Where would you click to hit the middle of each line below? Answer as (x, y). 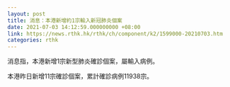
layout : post (27, 14)
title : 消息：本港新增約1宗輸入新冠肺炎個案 (65, 21)
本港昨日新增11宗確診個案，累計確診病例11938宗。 (80, 76)
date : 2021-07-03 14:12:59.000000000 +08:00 (74, 27)
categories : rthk (33, 40)
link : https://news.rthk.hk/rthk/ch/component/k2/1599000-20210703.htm (115, 34)
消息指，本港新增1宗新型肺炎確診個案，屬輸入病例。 (83, 62)
